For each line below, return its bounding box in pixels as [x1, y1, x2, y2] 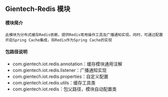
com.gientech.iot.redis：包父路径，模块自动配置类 [12, 86, 117, 92]
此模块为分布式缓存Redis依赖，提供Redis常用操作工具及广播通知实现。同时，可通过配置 [5, 32, 163, 37]
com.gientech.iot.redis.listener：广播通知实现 [12, 67, 107, 73]
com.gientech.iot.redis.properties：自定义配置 [12, 73, 108, 79]
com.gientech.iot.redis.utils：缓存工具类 [12, 79, 96, 85]
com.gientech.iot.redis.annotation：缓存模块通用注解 [12, 61, 123, 67]
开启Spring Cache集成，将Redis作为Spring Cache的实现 [5, 37, 113, 43]
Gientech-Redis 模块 [5, 5, 71, 14]
